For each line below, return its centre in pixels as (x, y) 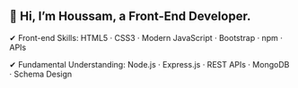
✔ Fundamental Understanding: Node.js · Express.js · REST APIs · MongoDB (149, 64)
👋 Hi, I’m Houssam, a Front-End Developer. (130, 16)
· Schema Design (41, 74)
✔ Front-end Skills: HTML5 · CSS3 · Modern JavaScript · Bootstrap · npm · (146, 37)
